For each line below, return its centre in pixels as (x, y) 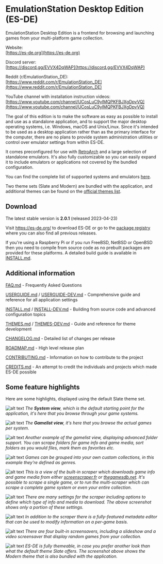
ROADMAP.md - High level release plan (45, 348)
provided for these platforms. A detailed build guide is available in (71, 253)
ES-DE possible (21, 372)
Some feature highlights (43, 387)
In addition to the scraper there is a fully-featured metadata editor (91, 517)
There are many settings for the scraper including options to (85, 497)
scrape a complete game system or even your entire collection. (69, 487)
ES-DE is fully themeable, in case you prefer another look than (88, 546)
